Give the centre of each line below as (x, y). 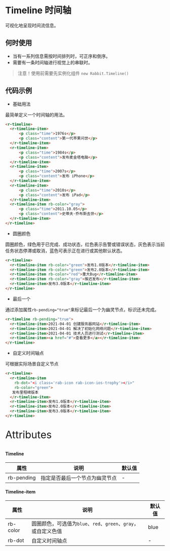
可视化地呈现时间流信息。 (32, 25)
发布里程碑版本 (25, 392)
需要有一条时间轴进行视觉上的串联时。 (52, 62)
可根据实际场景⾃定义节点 (32, 364)
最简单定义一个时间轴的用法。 (36, 115)
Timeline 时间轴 (38, 10)
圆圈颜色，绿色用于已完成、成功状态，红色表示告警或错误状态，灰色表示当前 (85, 244)
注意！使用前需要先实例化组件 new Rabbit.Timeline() (73, 73)
